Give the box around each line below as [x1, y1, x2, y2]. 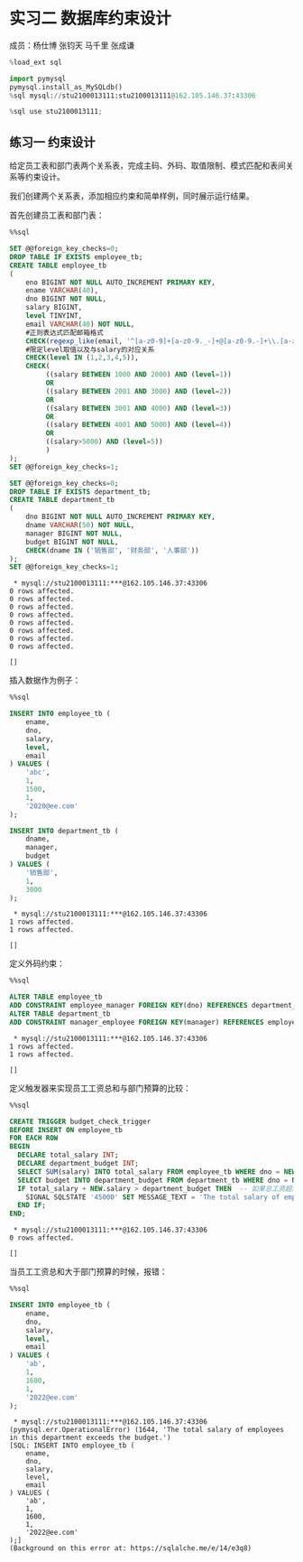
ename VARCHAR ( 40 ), [25, 286, 99, 295]
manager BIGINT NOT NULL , [25, 529, 124, 538]
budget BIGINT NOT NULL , [25, 537, 119, 546]
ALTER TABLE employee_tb [9, 992, 103, 1002]
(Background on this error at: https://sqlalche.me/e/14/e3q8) [9, 1544, 252, 1553]
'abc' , [25, 768, 50, 777]
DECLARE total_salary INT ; [17, 1150, 119, 1160]
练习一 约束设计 [9, 135, 96, 150]
